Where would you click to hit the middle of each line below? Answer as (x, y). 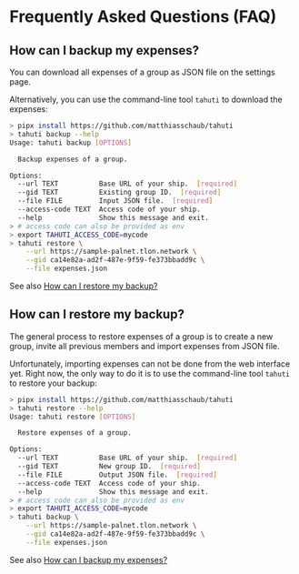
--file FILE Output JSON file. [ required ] (118, 475)
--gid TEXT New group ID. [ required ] (110, 467)
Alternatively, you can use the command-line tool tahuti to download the (146, 99)
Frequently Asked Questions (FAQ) (143, 17)
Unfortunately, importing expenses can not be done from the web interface (150, 363)
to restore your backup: (53, 383)
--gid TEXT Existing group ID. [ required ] (120, 193)
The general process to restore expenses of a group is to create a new (141, 336)
